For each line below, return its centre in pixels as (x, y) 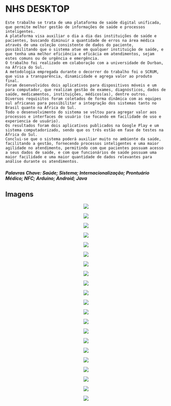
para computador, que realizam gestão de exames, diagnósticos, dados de (86, 90)
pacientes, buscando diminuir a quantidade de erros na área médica (80, 40)
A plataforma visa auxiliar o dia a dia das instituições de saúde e (81, 36)
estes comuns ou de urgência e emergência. (52, 58)
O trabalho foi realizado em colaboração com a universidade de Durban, (84, 63)
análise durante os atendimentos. (42, 161)
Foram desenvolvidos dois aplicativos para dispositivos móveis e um (81, 85)
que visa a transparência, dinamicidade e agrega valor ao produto (79, 76)
